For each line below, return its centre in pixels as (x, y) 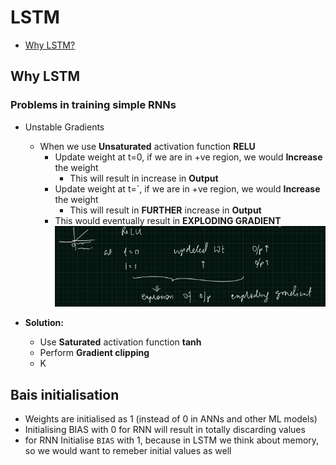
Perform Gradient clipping (94, 353)
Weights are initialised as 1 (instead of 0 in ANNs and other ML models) (171, 419)
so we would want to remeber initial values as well (128, 451)
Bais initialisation (65, 394)
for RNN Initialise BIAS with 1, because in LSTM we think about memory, (172, 440)
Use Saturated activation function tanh (120, 342)
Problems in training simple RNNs (93, 105)
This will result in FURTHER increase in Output (165, 210)
